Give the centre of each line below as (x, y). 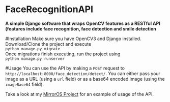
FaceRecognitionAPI (49, 9)
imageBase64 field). (25, 84)
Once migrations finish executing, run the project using (63, 54)
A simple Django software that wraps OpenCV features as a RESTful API (83, 23)
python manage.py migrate (33, 49)
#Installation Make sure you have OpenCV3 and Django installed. (73, 39)
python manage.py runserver (35, 59)
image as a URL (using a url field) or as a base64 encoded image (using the (85, 79)
